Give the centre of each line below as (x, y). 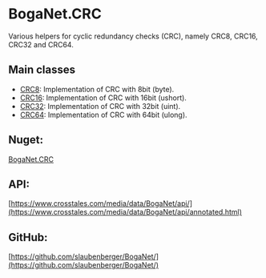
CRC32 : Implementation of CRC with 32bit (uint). (100, 106)
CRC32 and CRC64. (41, 44)
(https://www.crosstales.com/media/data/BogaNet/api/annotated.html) (125, 212)
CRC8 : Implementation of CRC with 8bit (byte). (97, 89)
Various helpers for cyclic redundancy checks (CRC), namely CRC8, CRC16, (133, 36)
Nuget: (26, 140)
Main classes (42, 70)
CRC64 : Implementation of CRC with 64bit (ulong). (103, 115)
